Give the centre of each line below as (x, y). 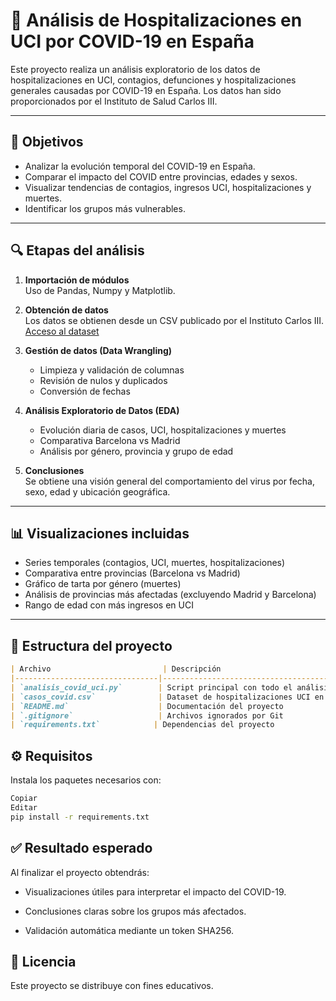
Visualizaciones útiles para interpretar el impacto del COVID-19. (155, 891)
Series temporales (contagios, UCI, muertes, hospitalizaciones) (155, 563)
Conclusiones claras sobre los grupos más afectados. (135, 911)
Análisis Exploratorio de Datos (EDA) (102, 410)
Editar (24, 808)
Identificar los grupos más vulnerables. (105, 208)
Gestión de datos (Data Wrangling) (98, 350)
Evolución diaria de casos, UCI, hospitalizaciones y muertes (163, 430)
